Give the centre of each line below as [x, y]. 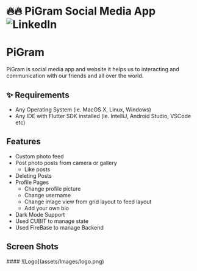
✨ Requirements [38, 95]
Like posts [37, 169]
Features [23, 142]
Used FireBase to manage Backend [59, 227]
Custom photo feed [39, 156]
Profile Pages [32, 182]
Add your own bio [46, 208]
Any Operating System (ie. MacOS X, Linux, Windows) [83, 109]
